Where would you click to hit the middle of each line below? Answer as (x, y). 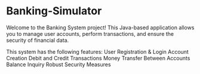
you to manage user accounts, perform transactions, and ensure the (90, 33)
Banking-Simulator (54, 11)
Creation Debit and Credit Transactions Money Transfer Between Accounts (98, 58)
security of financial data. (38, 40)
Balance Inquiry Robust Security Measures (59, 64)
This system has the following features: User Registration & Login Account (98, 51)
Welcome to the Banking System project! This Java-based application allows (100, 27)
